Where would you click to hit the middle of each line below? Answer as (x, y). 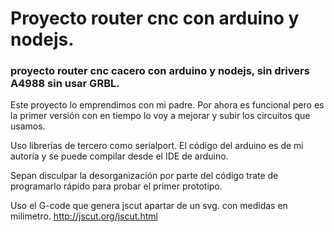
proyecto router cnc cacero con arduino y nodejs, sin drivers (160, 71)
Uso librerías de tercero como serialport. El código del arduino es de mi (157, 146)
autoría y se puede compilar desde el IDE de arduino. (119, 156)
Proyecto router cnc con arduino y (155, 18)
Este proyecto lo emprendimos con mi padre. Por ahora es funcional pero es (167, 105)
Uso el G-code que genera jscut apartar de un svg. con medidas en (149, 206)
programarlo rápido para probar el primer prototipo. (116, 186)
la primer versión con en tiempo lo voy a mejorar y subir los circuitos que (160, 116)
